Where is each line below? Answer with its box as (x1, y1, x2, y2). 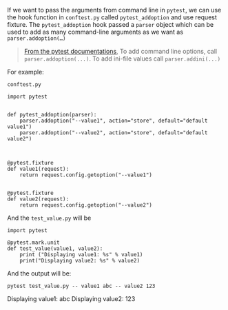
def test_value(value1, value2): (7, 245, 103, 252)
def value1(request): (7, 165, 70, 172)
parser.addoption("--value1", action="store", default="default (19, 117, 208, 124)
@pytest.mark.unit (7, 239, 60, 246)
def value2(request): (7, 196, 70, 203)
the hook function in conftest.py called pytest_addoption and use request (7, 13, 217, 21)
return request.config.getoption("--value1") (19, 172, 153, 178)
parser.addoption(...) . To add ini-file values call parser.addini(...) (23, 54, 221, 63)
